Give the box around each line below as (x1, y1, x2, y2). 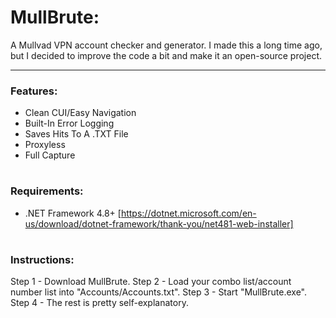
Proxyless (24, 139, 66, 151)
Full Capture (24, 149, 76, 161)
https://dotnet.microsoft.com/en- (120, 207, 257, 219)
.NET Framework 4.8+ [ (24, 207, 122, 219)
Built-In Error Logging (24, 117, 115, 130)
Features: (10, 84, 58, 98)
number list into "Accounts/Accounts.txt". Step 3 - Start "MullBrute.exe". (10, 286, 307, 298)
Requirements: (10, 184, 84, 198)
